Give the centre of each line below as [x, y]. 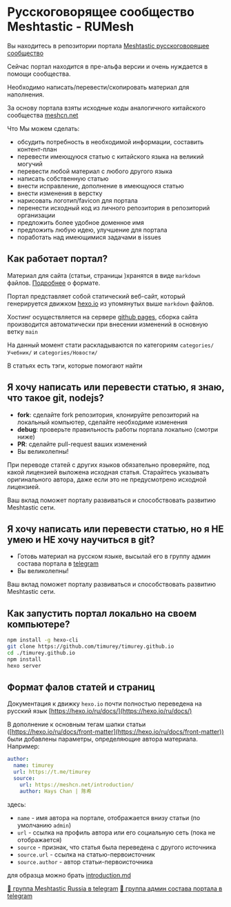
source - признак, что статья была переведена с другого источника [117, 847]
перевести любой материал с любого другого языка [94, 171]
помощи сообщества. [39, 74]
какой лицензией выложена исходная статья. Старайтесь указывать [108, 472]
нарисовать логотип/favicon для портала [77, 200]
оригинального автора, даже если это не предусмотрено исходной [107, 479]
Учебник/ [20, 352]
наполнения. [26, 94]
